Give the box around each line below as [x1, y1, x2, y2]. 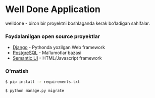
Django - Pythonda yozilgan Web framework [12, 44, 105, 51]
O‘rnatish [5, 68, 29, 75]
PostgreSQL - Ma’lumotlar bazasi [12, 50, 82, 56]
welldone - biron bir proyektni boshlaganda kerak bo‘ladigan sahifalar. [5, 20, 150, 26]
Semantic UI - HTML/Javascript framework [12, 55, 102, 61]
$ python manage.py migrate [5, 88, 65, 93]
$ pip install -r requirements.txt [5, 79, 80, 84]
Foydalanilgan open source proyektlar [5, 33, 100, 40]
